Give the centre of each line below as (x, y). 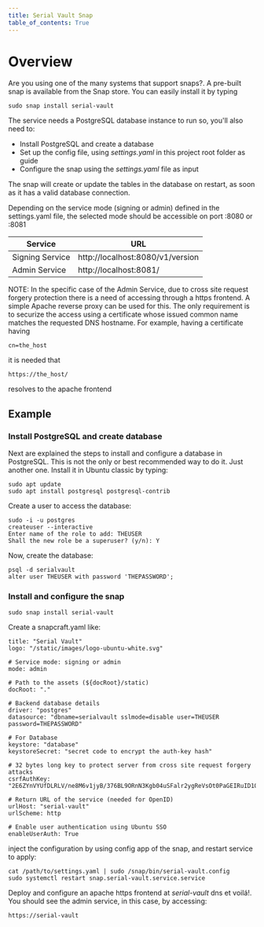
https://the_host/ (38, 375)
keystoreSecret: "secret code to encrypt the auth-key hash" (110, 752)
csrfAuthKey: (29, 779)
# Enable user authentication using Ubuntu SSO (88, 827)
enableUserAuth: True (44, 834)
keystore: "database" (44, 745)
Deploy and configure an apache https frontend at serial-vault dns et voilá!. (130, 893)
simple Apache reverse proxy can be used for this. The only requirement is (129, 306)
